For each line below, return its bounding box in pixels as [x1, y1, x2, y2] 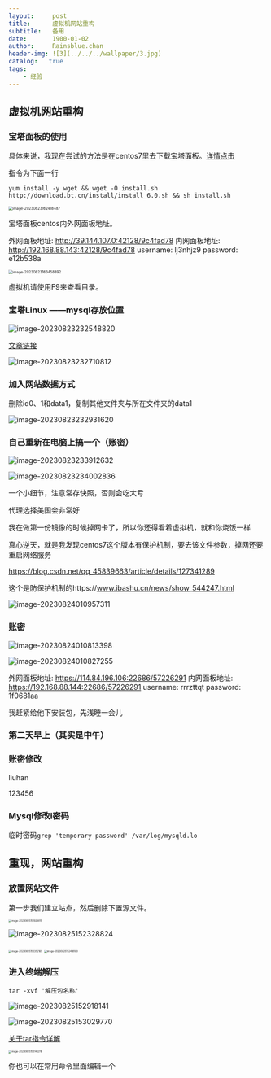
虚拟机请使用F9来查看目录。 [8, 282, 103, 292]
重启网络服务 [8, 550, 51, 560]
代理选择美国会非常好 [8, 505, 80, 515]
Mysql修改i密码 [8, 810, 70, 822]
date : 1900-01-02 [8, 34, 90, 43]
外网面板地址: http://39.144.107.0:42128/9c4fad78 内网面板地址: [8, 236, 221, 246]
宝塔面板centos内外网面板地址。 [8, 219, 117, 229]
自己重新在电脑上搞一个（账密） [8, 436, 134, 447]
